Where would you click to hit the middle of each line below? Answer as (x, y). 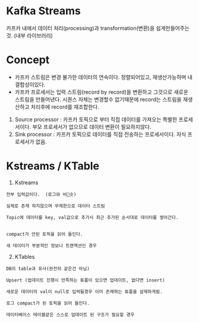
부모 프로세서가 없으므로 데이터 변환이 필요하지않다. (92, 126)
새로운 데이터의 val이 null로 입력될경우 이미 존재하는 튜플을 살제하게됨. (84, 292)
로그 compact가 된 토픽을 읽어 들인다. (48, 303)
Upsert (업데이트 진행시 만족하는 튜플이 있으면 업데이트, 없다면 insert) (86, 280)
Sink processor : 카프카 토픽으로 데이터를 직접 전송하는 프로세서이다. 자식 (100, 134)
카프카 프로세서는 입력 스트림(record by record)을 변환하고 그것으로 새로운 (102, 92)
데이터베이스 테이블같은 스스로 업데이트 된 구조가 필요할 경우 (70, 315)
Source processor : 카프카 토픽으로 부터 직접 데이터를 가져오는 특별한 (96, 119)
